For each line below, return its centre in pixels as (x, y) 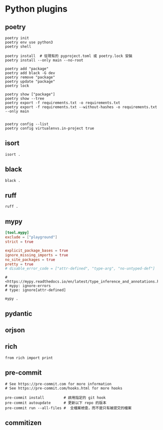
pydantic (19, 314)
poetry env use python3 (29, 42)
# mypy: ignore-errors (28, 286)
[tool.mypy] (17, 233)
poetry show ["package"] (30, 94)
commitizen (23, 423)
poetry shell (18, 47)
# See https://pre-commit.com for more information (58, 384)
